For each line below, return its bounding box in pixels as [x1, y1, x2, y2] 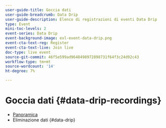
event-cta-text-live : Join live [5, 45, 73, 50]
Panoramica [12, 111, 38, 117]
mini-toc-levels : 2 [5, 26, 47, 31]
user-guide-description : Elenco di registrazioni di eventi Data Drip [5, 17, 157, 22]
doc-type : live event [5, 50, 51, 55]
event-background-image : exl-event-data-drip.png [5, 36, 112, 41]
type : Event [5, 21, 30, 27]
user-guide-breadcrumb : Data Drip [5, 12, 78, 17]
